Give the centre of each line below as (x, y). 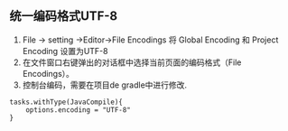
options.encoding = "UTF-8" (78, 110)
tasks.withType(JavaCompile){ (66, 102)
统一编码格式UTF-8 (64, 16)
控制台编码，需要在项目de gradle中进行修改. (105, 85)
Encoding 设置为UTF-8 (65, 51)
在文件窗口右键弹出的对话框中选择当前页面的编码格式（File (132, 62)
